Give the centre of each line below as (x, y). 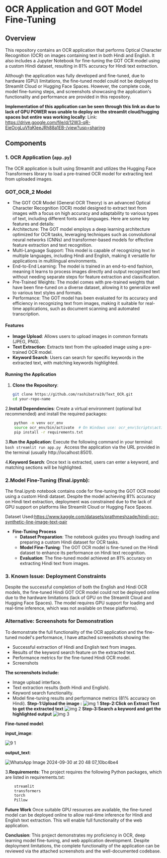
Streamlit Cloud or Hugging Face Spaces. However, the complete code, (78, 86)
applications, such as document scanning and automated (81, 308)
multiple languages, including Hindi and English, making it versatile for (84, 256)
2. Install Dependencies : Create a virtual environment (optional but (73, 409)
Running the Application (31, 374)
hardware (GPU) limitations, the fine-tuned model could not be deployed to (82, 81)
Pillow (21, 800)
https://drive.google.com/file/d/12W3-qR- (48, 122)
